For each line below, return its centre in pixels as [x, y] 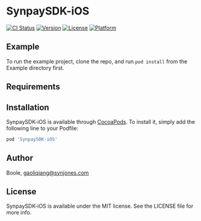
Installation [28, 107]
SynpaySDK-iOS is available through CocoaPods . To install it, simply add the [101, 121]
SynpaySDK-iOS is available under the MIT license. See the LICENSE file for [100, 206]
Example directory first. [35, 68]
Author [20, 158]
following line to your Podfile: [42, 128]
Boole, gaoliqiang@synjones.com [48, 173]
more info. [19, 213]
